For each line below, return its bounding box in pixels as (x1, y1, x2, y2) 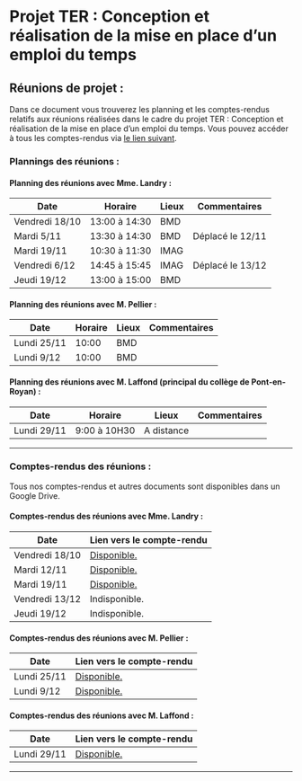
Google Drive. (9, 490, 61, 501)
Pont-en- (251, 376, 286, 387)
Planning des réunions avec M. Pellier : (9, 298, 157, 309)
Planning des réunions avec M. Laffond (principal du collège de (9, 376, 250, 387)
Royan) (9, 386, 37, 396)
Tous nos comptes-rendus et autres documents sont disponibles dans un (9, 481, 280, 492)
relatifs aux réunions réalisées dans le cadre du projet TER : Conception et (9, 114, 284, 124)
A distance (143, 424, 190, 437)
